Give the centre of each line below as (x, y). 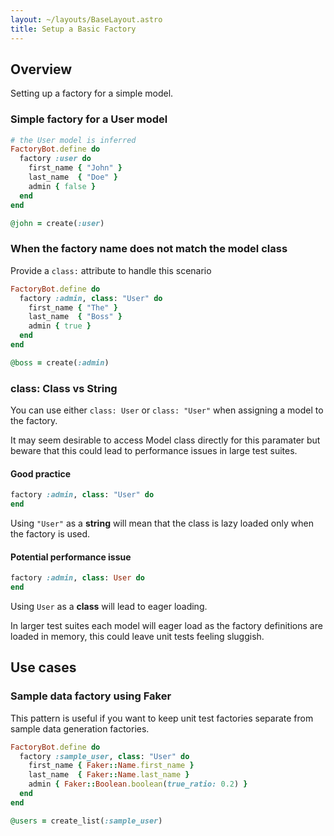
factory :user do (55, 159)
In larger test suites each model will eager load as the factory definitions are (166, 625)
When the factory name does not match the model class (149, 249)
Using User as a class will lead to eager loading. (109, 606)
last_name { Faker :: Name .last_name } (109, 775)
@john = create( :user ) (57, 223)
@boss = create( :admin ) (60, 362)
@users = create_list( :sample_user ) (86, 821)
